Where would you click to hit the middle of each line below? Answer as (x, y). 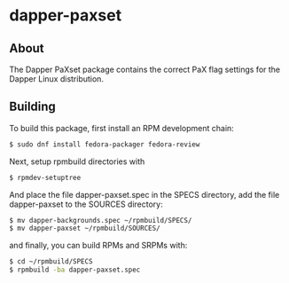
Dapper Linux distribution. (57, 79)
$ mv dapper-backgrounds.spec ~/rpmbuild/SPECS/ (101, 220)
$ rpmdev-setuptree (45, 177)
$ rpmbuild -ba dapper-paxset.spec (75, 270)
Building (32, 107)
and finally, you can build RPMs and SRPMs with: (98, 246)
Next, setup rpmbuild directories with (77, 161)
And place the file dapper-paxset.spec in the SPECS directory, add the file (144, 194)
